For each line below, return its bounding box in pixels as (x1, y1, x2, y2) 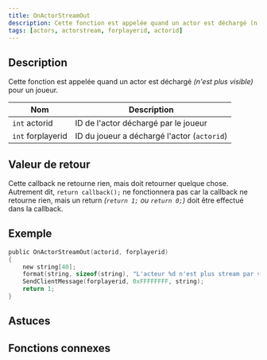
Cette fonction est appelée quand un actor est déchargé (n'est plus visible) (8, 77, 253, 87)
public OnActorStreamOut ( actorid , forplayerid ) (8, 248, 169, 256)
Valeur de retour (8, 157, 91, 171)
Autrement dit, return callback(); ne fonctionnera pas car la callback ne (8, 188, 248, 196)
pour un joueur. (8, 85, 58, 95)
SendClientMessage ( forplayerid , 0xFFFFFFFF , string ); (22, 277, 204, 286)
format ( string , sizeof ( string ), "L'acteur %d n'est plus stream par (22, 270, 254, 278)
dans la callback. (8, 204, 64, 213)
